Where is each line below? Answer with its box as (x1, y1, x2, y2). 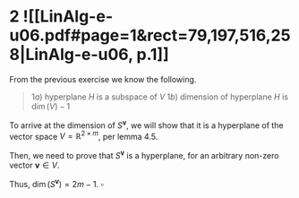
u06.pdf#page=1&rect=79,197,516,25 (9, 25, 291, 46)
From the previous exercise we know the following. (9, 73, 197, 84)
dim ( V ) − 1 (30, 100, 71, 111)
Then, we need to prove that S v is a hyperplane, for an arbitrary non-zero (9, 149, 279, 160)
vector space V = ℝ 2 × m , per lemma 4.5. (9, 129, 158, 142)
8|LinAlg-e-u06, (9, 45, 133, 65)
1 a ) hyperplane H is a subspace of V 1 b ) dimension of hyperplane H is (30, 91, 289, 102)
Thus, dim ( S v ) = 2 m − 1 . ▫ (9, 176, 105, 189)
